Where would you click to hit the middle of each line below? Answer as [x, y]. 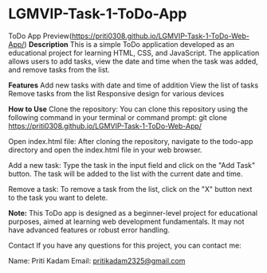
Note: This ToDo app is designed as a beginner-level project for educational [133, 213]
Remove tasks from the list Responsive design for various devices [116, 93]
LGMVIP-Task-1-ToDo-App [98, 14]
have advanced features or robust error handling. [89, 230]
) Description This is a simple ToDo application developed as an [129, 44]
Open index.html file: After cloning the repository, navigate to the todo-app [131, 141]
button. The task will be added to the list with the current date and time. [126, 174]
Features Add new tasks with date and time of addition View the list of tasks [133, 85]
